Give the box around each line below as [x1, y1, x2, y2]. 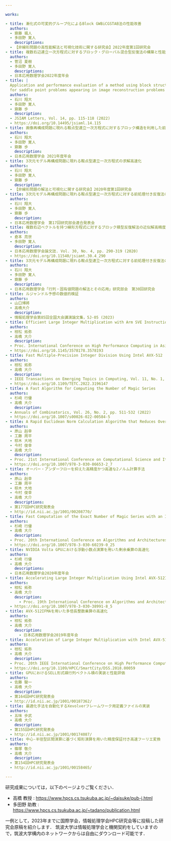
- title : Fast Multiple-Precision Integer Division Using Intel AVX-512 [5, 353, 163, 358]
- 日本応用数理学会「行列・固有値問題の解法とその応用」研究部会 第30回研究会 [10, 286, 155, 292]
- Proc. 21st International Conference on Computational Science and [10, 457, 160, 462]
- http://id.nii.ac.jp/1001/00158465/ [10, 765, 93, 770]
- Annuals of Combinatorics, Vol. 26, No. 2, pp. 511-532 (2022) [10, 410, 152, 415]
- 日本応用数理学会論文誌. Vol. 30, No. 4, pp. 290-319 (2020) [10, 248, 138, 254]
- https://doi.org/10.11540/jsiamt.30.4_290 [10, 253, 106, 258]
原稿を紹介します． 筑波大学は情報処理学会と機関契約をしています [14, 824, 154, 830]
